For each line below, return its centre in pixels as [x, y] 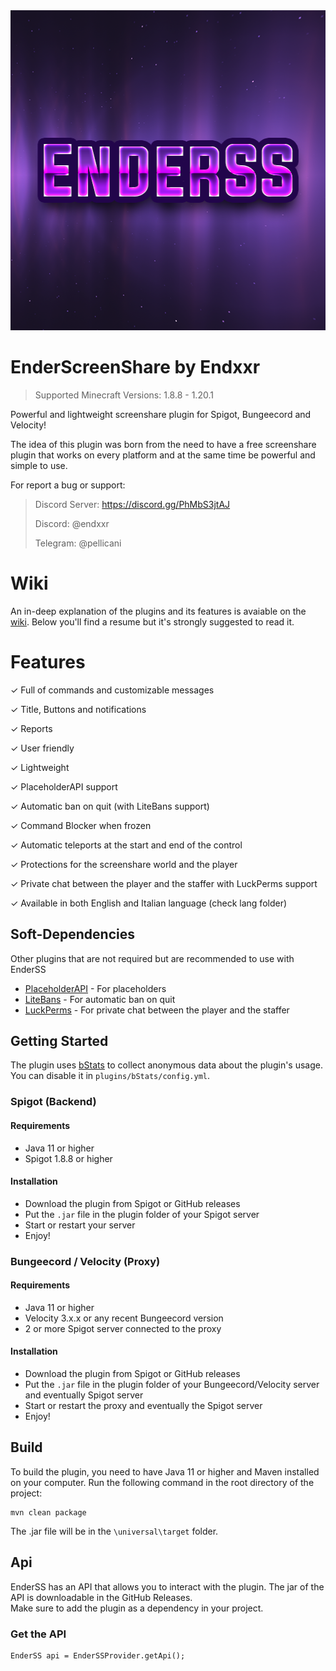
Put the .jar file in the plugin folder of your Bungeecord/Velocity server [172, 1385]
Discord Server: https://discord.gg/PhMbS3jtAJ [132, 504]
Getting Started [59, 1041]
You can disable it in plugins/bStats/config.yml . [110, 1076]
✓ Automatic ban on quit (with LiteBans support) [110, 806]
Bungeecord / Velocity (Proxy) [85, 1261]
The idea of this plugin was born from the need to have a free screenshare [163, 444]
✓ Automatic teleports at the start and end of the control [126, 845]
